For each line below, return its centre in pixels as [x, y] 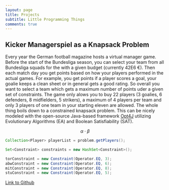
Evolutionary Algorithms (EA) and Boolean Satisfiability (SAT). [69, 122]
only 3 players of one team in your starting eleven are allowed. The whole [82, 105]
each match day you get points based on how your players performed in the [84, 73]
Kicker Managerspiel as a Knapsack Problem [77, 44]
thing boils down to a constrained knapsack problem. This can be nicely [80, 111]
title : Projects [22, 15]
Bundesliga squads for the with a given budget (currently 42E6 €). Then [80, 68]
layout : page [19, 10]
